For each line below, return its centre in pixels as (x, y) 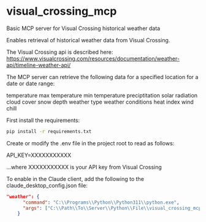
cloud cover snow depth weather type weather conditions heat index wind (100, 102)
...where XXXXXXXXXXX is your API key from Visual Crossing (84, 167)
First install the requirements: (43, 120)
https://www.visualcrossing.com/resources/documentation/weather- (93, 58)
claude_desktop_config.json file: (47, 185)
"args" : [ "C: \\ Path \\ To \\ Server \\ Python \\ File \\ (86, 208)
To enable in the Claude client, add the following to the (75, 178)
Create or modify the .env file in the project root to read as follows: (90, 143)
